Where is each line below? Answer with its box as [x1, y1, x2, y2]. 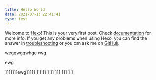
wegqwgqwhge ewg [5, 50, 47, 56]
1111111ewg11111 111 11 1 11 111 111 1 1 [5, 69, 73, 75]
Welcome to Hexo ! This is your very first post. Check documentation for [5, 30, 151, 36]
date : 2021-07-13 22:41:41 [5, 12, 61, 17]
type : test [5, 16, 28, 21]
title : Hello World [5, 7, 45, 12]
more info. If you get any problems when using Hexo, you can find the [5, 35, 147, 41]
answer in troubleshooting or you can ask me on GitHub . [5, 40, 120, 46]
